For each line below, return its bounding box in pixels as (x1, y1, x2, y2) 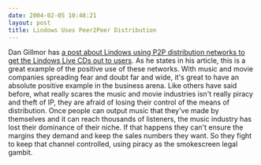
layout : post (8, 19, 51, 27)
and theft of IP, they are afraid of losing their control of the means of (8, 97, 230, 107)
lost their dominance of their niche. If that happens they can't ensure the (8, 123, 244, 132)
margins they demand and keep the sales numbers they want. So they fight (8, 131, 252, 141)
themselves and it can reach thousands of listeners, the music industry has (8, 115, 252, 124)
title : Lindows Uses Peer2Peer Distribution (8, 26, 157, 34)
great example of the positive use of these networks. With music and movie (8, 64, 254, 74)
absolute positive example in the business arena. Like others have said (8, 81, 237, 90)
